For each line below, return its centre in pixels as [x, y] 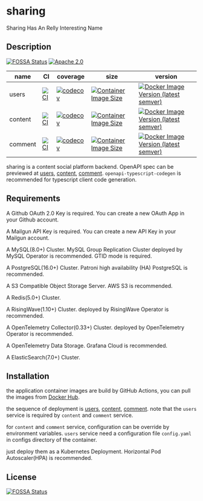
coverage [71, 76]
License [21, 477]
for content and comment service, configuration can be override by [88, 427]
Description [29, 47]
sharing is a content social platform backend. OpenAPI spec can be [90, 166]
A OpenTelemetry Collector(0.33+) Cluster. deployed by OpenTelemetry [95, 327]
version [166, 76]
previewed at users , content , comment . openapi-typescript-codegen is [94, 173]
